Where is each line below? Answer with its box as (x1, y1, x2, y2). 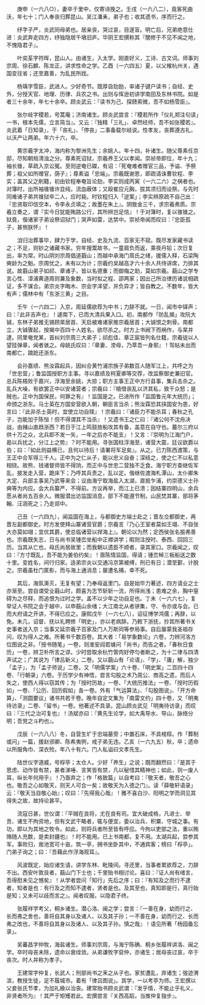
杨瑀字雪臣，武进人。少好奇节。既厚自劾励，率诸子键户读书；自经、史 (16, 83, 193, 90)
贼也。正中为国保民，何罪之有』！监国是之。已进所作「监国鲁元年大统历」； (6, 393, 196, 400)
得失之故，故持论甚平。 (6, 797, 65, 804)
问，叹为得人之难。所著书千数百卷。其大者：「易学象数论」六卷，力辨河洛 (6, 633, 191, 640)
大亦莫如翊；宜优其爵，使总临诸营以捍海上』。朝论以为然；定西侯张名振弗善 (6, 529, 196, 535)
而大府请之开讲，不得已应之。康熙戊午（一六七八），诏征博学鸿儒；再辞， (6, 610, 191, 617)
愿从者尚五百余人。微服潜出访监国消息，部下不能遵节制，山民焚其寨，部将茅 (6, 492, 199, 499)
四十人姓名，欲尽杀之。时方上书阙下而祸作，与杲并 (65, 326, 193, 333)
